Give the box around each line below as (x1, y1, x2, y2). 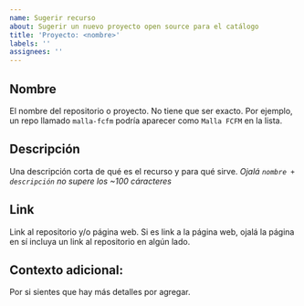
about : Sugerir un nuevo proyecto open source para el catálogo (9, 22, 259, 31)
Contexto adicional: (9, 262, 123, 278)
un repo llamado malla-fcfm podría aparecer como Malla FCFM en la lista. (9, 115, 283, 126)
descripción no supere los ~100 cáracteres (9, 175, 172, 186)
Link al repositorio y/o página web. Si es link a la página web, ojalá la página (9, 226, 295, 237)
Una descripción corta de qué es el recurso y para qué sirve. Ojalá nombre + (9, 165, 295, 176)
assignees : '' (9, 47, 64, 57)
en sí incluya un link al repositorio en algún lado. (9, 236, 191, 247)
